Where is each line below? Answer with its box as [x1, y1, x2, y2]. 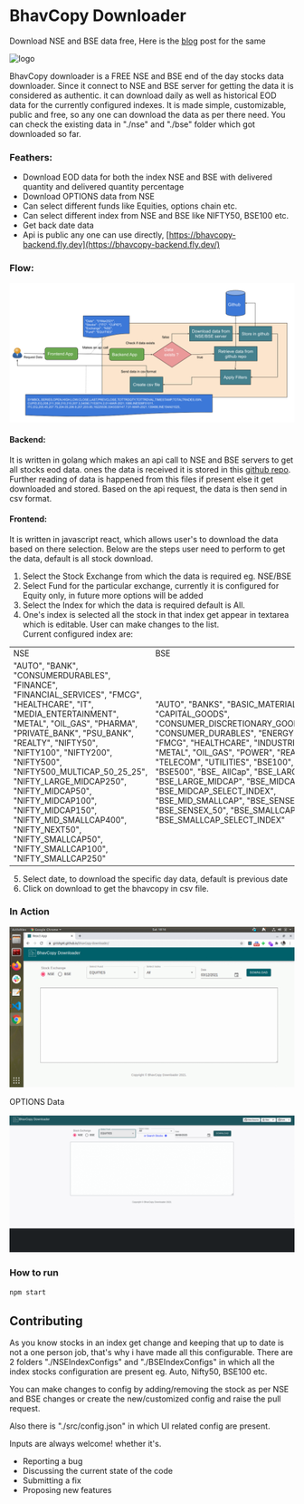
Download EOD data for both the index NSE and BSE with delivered [22, 171, 273, 182]
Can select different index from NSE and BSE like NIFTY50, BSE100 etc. [22, 210, 290, 221]
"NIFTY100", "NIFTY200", [13, 747, 113, 758]
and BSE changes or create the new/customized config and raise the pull [9, 1393, 281, 1404]
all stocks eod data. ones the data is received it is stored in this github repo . [9, 464, 291, 474]
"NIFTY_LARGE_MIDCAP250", [13, 776, 127, 787]
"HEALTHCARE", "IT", [13, 699, 94, 710]
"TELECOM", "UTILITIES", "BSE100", [155, 757, 294, 767]
